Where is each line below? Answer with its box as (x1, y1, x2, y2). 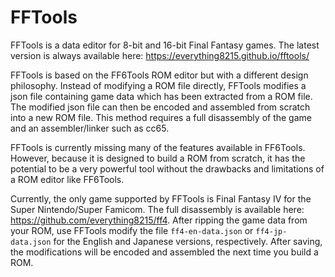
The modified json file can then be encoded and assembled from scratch (10, 101, 311, 113)
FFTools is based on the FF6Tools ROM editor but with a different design (10, 69, 309, 81)
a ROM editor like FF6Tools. (10, 173, 125, 185)
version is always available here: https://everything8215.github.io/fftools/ (10, 49, 310, 61)
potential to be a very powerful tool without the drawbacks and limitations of (10, 162, 325, 175)
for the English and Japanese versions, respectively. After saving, (53, 235, 323, 247)
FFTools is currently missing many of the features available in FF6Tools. (10, 141, 306, 153)
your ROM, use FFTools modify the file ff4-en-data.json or (10, 224, 254, 236)
